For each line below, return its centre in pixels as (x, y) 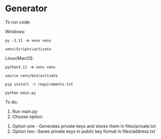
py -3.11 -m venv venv (28, 40)
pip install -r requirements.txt (39, 84)
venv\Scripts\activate (28, 49)
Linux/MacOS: (19, 58)
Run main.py (25, 111)
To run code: (18, 22)
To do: (11, 102)
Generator (26, 9)
